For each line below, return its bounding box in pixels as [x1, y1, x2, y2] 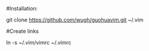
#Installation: [6, 5, 38, 12]
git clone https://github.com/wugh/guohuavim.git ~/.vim [6, 16, 144, 23]
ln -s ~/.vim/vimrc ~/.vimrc [6, 39, 72, 46]
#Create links [6, 28, 39, 35]
